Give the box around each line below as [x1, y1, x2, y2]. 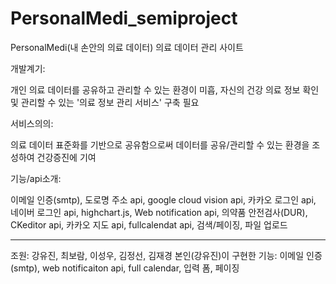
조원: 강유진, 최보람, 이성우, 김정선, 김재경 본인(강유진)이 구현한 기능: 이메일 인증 [10, 249, 323, 261]
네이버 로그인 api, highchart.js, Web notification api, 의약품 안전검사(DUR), [10, 206, 308, 218]
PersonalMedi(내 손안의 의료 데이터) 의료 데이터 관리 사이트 [10, 41, 244, 53]
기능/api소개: [10, 172, 62, 184]
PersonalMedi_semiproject [10, 7, 238, 30]
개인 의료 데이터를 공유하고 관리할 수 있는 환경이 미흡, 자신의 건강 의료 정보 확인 [10, 83, 320, 96]
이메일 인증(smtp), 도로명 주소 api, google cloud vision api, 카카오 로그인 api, [10, 193, 317, 206]
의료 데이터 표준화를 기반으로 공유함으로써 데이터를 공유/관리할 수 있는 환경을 [10, 138, 310, 151]
